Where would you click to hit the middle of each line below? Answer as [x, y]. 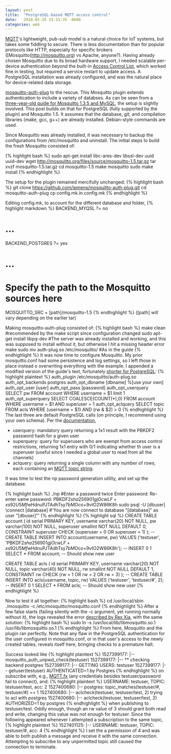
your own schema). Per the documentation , [51, 420]
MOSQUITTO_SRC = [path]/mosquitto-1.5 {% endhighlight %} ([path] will [82, 313]
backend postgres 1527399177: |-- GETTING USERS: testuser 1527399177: [83, 665]
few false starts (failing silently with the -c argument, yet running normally [83, 612]
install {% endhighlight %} [33, 172]
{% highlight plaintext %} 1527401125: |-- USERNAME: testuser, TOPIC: [80, 725]
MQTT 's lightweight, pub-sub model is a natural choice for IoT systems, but [85, 39]
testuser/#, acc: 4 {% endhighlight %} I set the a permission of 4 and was [82, 730]
